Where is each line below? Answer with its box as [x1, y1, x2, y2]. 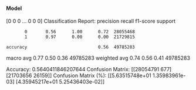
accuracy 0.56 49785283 [6, 44, 135, 50]
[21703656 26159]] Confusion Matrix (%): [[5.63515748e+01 [6, 72, 151, 79]
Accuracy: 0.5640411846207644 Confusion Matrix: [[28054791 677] [6, 66, 172, 73]
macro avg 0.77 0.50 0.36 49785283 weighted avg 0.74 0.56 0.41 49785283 [6, 54, 191, 61]
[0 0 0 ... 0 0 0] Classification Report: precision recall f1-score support [6, 18, 176, 25]
